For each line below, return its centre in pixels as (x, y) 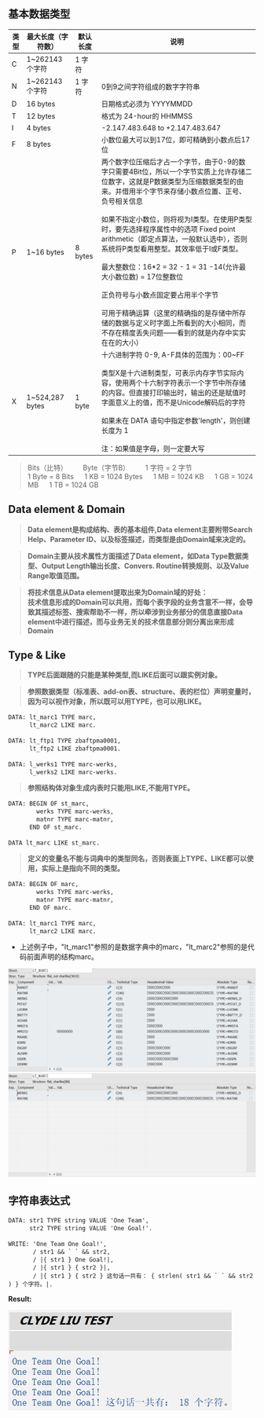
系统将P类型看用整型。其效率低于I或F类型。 (172, 249)
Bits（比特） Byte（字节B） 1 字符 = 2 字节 (110, 467)
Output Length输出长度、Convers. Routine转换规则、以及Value (145, 566)
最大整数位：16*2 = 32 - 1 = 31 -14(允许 (170, 267)
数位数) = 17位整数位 (149, 277)
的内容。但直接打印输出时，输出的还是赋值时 (173, 393)
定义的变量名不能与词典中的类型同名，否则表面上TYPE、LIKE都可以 (137, 859)
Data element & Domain (67, 509)
